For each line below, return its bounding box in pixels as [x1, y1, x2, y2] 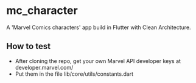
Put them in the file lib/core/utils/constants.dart [15, 70, 134, 78]
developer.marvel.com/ [15, 64, 74, 71]
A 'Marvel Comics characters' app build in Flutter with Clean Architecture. [6, 24, 191, 31]
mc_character [6, 4, 78, 18]
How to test [6, 41, 51, 51]
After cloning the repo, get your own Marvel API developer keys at [15, 57, 181, 64]
